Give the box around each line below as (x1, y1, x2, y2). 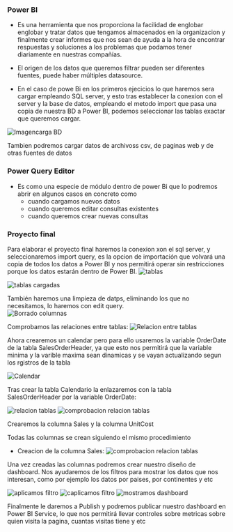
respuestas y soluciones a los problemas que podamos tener (17, 43, 193, 52)
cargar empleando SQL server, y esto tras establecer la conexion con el (17, 92, 223, 100)
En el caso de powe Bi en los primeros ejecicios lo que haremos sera (17, 85, 214, 93)
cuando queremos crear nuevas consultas (27, 211, 149, 220)
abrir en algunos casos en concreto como (17, 190, 137, 198)
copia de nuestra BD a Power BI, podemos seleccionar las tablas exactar (17, 107, 226, 116)
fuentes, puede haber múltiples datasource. (17, 71, 143, 79)
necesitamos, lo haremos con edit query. (7, 301, 124, 310)
